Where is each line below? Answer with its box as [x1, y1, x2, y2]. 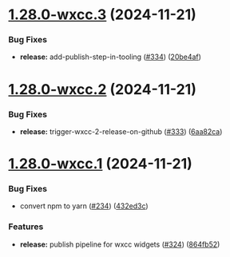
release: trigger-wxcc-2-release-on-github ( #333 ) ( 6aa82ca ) [19, 126, 223, 136]
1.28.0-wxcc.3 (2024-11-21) [8, 6, 197, 24]
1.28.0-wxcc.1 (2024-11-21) [8, 155, 193, 173]
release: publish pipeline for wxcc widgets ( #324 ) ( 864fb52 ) [19, 239, 220, 249]
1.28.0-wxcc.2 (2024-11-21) [8, 80, 197, 98]
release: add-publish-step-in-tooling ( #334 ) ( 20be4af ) [19, 52, 202, 61]
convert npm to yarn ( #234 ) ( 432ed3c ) [19, 201, 149, 211]
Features [8, 221, 44, 232]
